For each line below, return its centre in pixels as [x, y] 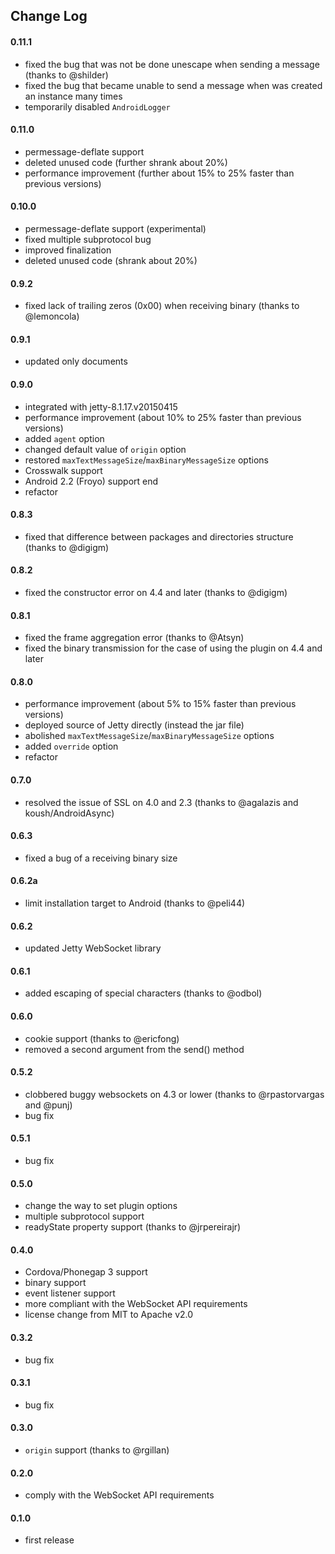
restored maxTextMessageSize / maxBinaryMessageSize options [146, 460]
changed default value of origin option [105, 449]
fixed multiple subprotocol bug [88, 239]
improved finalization [68, 250]
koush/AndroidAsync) [69, 813]
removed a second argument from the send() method [134, 1049]
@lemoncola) [52, 316]
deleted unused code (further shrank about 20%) [126, 162]
